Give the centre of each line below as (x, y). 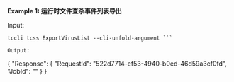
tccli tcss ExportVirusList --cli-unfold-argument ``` (90, 38)
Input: (16, 25)
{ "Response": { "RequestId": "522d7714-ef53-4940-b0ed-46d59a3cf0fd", (117, 64)
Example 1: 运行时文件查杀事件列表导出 (65, 11)
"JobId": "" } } (27, 71)
